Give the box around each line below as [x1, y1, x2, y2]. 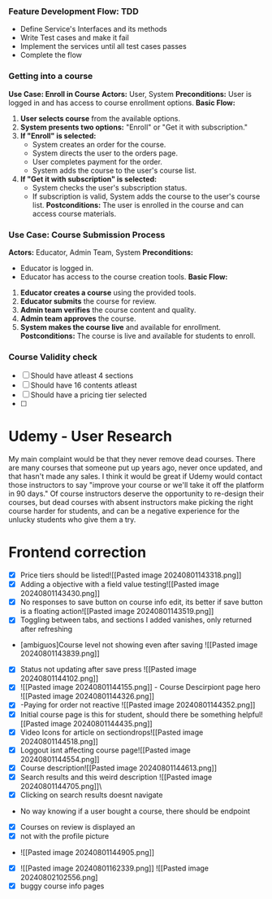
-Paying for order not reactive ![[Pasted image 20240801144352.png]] [19, 700, 256, 710]
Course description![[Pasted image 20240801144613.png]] [19, 763, 218, 773]
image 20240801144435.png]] [50, 718, 153, 728]
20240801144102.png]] [19, 673, 99, 683]
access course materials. [32, 208, 116, 218]
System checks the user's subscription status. [32, 182, 188, 192]
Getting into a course [8, 71, 93, 82]
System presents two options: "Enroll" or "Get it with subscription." [19, 122, 248, 132]
